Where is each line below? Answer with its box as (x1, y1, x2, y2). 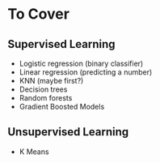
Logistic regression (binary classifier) (19, 58, 144, 68)
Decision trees (19, 84, 68, 94)
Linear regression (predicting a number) (19, 67, 153, 77)
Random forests (19, 93, 73, 102)
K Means (19, 147, 49, 157)
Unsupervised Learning (7, 125, 129, 139)
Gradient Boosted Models (19, 102, 105, 111)
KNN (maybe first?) (19, 76, 84, 85)
